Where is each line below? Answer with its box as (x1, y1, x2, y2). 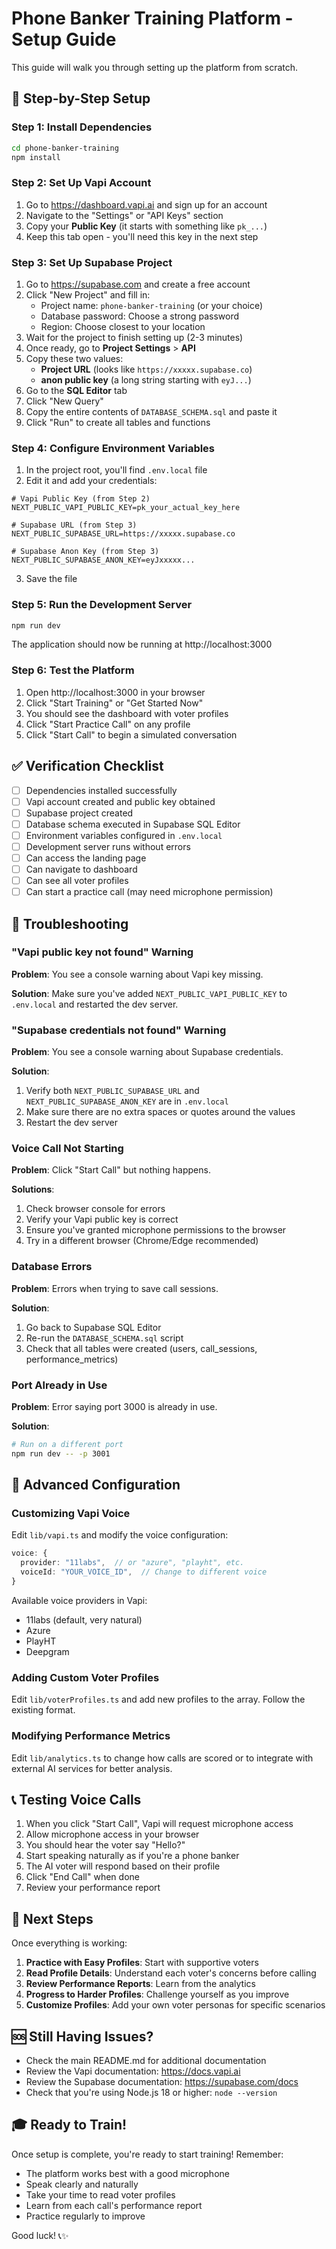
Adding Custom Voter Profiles (11, 1670, 160, 1684)
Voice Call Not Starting (11, 1142, 124, 1156)
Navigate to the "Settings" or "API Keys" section (25, 209, 224, 221)
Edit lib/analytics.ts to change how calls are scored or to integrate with (11, 1752, 314, 1764)
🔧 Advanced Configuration (11, 1477, 181, 1494)
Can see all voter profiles (25, 875, 129, 887)
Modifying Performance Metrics (11, 1729, 171, 1743)
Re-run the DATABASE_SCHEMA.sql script (25, 1332, 184, 1344)
